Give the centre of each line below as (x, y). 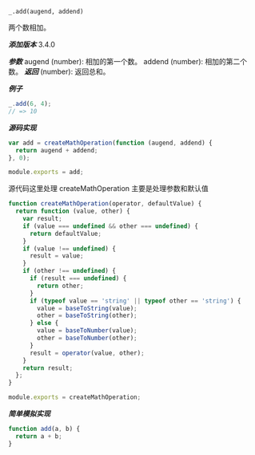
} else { (44, 323)
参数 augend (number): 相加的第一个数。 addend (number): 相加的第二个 (128, 61)
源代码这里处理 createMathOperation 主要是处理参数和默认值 (109, 189)
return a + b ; (39, 436)
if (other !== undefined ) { (69, 271)
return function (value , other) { (73, 211)
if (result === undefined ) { (78, 278)
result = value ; (56, 256)
